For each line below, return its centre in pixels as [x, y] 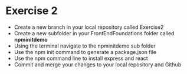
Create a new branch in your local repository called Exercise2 [89, 27]
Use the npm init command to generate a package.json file [85, 52]
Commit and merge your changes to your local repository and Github [98, 64]
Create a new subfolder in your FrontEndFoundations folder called [94, 33]
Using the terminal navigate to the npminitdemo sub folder [85, 46]
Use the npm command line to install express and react [81, 58]
